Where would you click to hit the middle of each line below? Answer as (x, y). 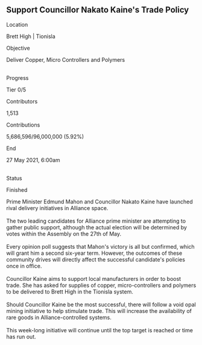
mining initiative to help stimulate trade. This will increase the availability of (99, 310)
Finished (17, 189)
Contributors (22, 101)
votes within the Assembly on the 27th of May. (64, 234)
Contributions (23, 125)
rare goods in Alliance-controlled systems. (59, 317)
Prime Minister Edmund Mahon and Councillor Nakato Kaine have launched (99, 202)
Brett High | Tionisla (31, 36)
